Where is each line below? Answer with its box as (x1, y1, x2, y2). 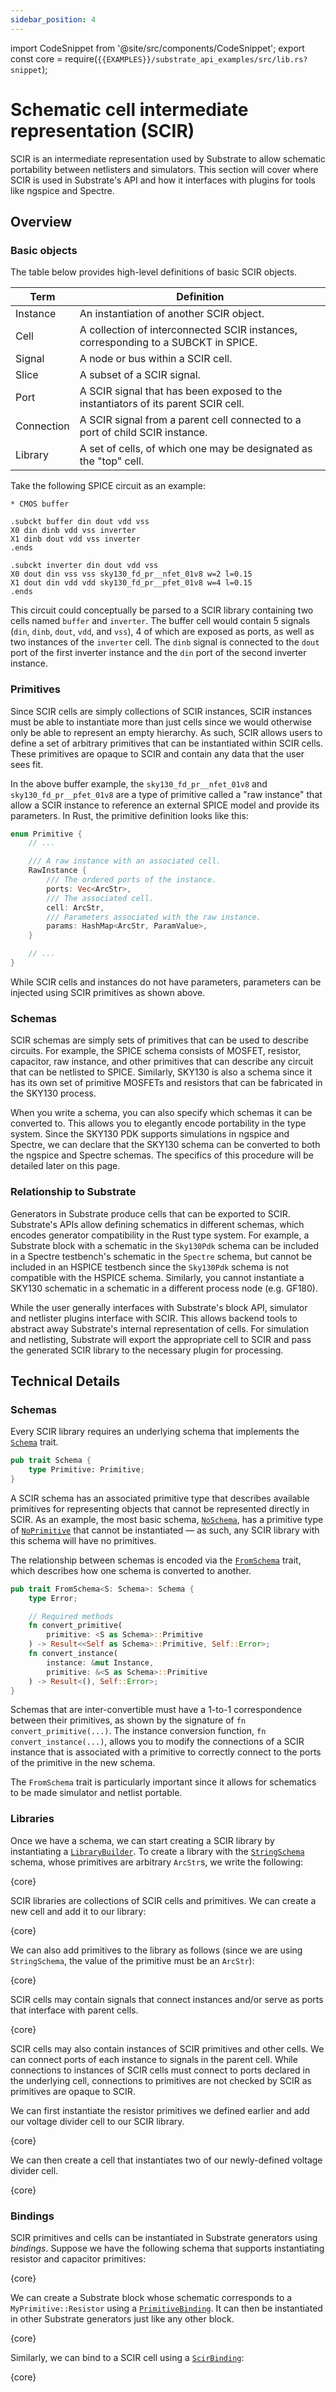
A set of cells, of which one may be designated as (79, 442, 313, 456)
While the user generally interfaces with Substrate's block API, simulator (10, 1301, 308, 1313)
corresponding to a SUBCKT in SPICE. (79, 336, 258, 350)
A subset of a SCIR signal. (79, 368, 201, 382)
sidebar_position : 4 (10, 14, 97, 25)
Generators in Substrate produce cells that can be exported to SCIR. (10, 1207, 291, 1220)
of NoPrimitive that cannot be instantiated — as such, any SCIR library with (10, 1524, 320, 1536)
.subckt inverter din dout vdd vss (10, 561, 159, 571)
